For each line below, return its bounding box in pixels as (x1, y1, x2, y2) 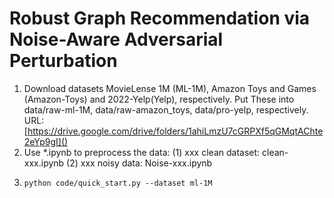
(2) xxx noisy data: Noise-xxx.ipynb (66, 157, 213, 169)
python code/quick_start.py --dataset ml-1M (23, 178, 213, 188)
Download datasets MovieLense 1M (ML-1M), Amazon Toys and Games (23, 82, 317, 94)
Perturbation (9, 50, 118, 72)
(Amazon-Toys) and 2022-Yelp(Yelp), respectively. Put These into (23, 93, 295, 105)
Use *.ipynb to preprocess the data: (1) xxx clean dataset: (23, 146, 261, 158)
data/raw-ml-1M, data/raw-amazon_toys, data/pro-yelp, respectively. (23, 103, 309, 116)
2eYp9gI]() (23, 135, 69, 147)
